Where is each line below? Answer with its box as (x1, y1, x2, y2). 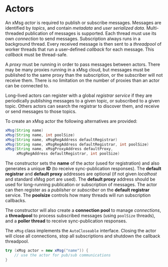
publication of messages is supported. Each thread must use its (25, 30, 156, 36)
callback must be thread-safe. (5, 51, 68, 58)
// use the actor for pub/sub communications (14, 253, 111, 258)
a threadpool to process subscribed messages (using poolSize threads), (5, 213, 155, 219)
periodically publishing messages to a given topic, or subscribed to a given (5, 97, 160, 103)
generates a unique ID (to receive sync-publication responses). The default (5, 166, 161, 172)
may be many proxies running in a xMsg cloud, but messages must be (5, 66, 150, 73)
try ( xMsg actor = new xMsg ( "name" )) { (5, 248, 89, 253)
